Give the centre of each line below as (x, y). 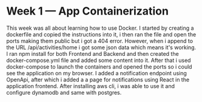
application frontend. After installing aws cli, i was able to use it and (90, 86)
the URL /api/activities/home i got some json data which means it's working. (101, 47)
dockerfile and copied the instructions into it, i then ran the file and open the (101, 34)
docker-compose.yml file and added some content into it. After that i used (99, 60)
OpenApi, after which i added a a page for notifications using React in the (98, 80)
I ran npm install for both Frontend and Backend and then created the (93, 53)
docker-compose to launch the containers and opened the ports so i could (99, 66)
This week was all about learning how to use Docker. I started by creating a (100, 28)
